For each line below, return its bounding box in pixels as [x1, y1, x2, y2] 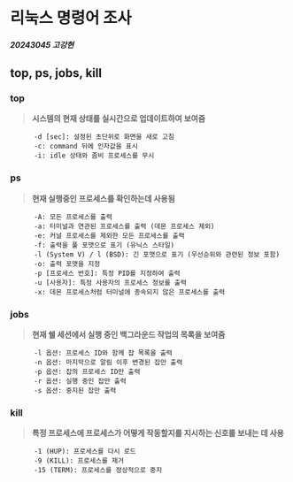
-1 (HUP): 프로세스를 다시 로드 [33, 448, 136, 456]
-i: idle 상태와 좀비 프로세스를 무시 [33, 151, 155, 160]
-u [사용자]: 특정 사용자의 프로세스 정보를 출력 [33, 278, 187, 287]
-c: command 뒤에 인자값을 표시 [33, 142, 138, 151]
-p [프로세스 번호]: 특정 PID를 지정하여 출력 [33, 269, 181, 278]
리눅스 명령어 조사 [10, 8, 132, 28]
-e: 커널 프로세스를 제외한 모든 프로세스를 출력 [33, 231, 185, 240]
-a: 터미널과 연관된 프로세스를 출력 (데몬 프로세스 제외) [33, 222, 215, 231]
